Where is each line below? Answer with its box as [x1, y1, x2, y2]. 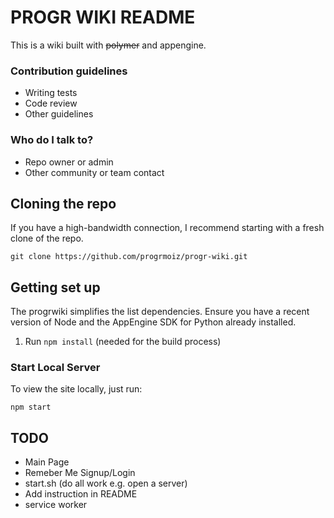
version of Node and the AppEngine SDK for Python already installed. [10, 316, 297, 328]
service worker [24, 499, 88, 511]
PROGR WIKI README [10, 6, 196, 29]
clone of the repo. [10, 232, 84, 245]
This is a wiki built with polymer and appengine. [10, 39, 207, 51]
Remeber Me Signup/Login [24, 467, 136, 479]
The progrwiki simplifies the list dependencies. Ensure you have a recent [10, 306, 310, 318]
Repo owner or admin [24, 156, 114, 168]
